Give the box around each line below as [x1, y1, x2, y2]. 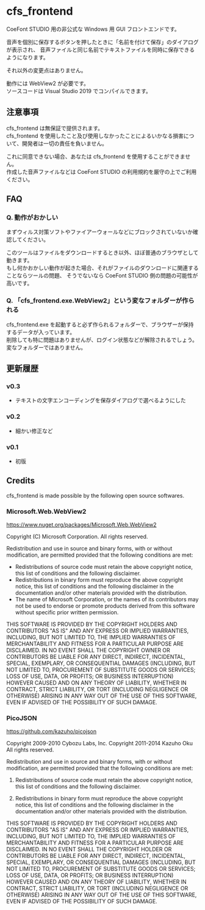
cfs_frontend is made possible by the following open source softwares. [6, 492, 185, 499]
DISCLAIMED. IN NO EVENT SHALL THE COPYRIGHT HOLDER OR [6, 846, 172, 853]
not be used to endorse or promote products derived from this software [15, 602, 195, 610]
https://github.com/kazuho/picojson [6, 728, 97, 735]
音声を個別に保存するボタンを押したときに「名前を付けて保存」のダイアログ [6, 38, 199, 45]
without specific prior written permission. [15, 609, 119, 616]
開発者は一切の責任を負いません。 [21, 140, 108, 147]
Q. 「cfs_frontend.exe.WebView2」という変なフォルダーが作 [6, 296, 189, 305]
